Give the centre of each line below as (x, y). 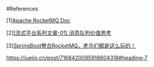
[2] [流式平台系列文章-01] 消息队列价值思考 (59, 33)
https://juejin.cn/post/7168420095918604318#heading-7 (77, 58)
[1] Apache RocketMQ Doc (38, 20)
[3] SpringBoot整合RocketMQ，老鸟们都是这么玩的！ (71, 46)
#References (22, 9)
